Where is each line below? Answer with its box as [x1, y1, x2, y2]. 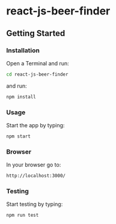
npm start [6, 133, 31, 139]
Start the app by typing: [6, 121, 65, 129]
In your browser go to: [6, 161, 61, 169]
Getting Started [6, 28, 66, 38]
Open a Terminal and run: [6, 59, 69, 67]
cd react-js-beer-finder [6, 71, 69, 77]
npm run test [6, 212, 39, 219]
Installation [6, 46, 40, 55]
